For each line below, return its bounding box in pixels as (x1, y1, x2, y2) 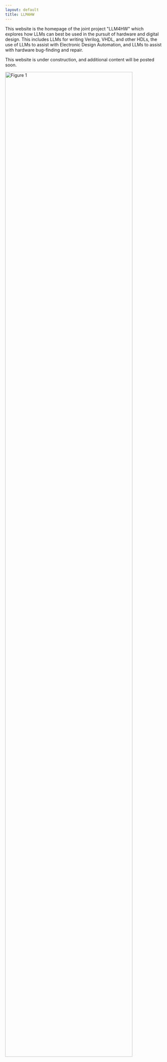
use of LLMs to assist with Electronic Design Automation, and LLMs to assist (5, 41, 162, 47)
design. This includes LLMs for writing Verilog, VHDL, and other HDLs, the (5, 36, 158, 42)
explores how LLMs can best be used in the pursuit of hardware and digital (5, 31, 159, 37)
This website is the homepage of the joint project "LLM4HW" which (5, 25, 144, 31)
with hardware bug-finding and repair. (5, 47, 83, 53)
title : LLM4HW (5, 12, 35, 17)
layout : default (5, 7, 39, 12)
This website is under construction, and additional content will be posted (5, 56, 155, 62)
